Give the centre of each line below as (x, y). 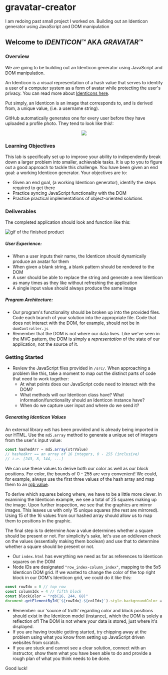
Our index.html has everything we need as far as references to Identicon (87, 557)
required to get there (34, 188)
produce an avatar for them (40, 261)
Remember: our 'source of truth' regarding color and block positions (83, 610)
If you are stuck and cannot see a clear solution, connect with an (79, 648)
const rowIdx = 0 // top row (35, 587)
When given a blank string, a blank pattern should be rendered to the (83, 267)
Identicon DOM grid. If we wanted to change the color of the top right (84, 572)
